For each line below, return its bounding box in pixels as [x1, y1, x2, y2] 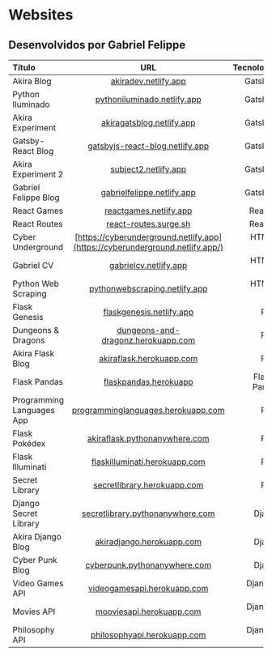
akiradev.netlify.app [110, 75, 186, 87]
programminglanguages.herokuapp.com [71, 405, 225, 415]
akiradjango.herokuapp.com [95, 536, 202, 547]
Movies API [12, 606, 56, 617]
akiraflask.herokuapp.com [98, 353, 198, 364]
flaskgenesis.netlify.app [103, 306, 194, 317]
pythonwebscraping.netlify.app [88, 283, 208, 294]
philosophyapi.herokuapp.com [90, 629, 206, 641]
